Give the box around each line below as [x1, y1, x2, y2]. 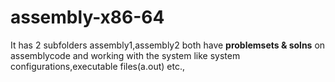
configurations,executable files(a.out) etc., [10, 60, 185, 72]
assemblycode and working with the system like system [10, 49, 241, 61]
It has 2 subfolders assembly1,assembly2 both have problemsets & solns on [10, 39, 326, 51]
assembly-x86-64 [10, 6, 165, 29]
